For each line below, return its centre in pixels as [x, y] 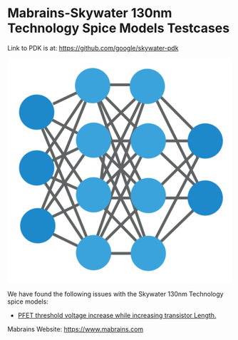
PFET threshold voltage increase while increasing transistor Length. [117, 315]
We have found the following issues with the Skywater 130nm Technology [115, 294]
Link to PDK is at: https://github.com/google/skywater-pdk [93, 48]
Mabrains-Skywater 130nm [90, 13]
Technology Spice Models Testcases [119, 28]
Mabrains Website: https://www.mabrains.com [76, 329]
